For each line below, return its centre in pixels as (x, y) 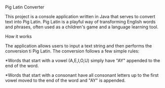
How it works (19, 36)
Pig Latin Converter (25, 7)
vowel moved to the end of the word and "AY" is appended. (65, 80)
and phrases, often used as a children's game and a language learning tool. (82, 27)
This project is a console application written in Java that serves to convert (80, 16)
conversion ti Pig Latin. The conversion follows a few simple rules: (72, 51)
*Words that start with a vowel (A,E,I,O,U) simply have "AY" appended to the (83, 60)
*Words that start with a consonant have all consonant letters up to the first (82, 75)
